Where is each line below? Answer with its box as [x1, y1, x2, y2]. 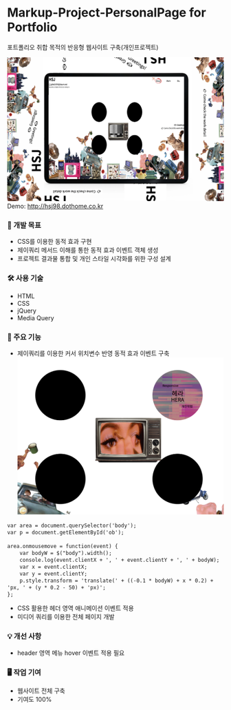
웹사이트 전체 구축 [16, 687, 65, 695]
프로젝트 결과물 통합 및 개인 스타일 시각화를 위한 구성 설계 [16, 255, 172, 263]
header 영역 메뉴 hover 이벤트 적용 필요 [16, 649, 125, 657]
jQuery [16, 306, 36, 315]
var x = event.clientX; [19, 563, 88, 571]
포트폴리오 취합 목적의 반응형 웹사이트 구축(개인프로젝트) [7, 43, 159, 51]
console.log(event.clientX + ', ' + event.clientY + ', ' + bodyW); [19, 556, 220, 564]
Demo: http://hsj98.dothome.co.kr [7, 202, 104, 211]
